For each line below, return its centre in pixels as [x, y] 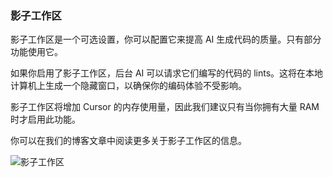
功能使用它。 [36, 52]
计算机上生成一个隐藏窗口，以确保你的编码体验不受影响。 [128, 86]
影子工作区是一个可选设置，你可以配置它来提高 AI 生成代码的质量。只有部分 [166, 39]
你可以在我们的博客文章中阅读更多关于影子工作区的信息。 [128, 141]
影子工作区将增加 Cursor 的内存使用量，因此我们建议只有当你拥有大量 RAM [165, 107]
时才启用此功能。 [45, 119]
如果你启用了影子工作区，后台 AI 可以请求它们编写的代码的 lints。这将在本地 [167, 73]
